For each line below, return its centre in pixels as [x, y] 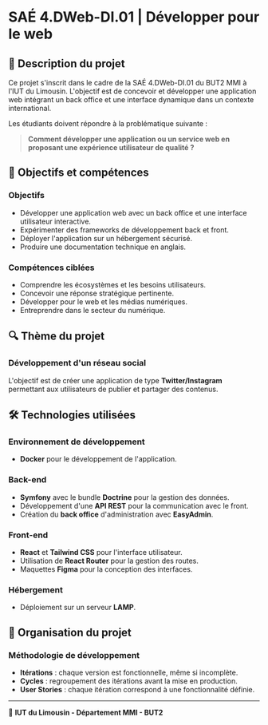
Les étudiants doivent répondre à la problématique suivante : [108, 123]
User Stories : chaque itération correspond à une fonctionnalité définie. [137, 689]
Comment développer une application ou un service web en [128, 139]
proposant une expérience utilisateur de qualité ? [111, 147]
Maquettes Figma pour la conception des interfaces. [106, 569]
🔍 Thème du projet [57, 337]
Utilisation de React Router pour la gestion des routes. [109, 561]
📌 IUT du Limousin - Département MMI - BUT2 [86, 712]
